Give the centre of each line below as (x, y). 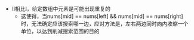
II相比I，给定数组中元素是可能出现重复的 (61, 9)
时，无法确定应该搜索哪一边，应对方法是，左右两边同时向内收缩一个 (104, 24)
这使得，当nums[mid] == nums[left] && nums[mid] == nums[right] (102, 16)
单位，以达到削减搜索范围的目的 (60, 31)
